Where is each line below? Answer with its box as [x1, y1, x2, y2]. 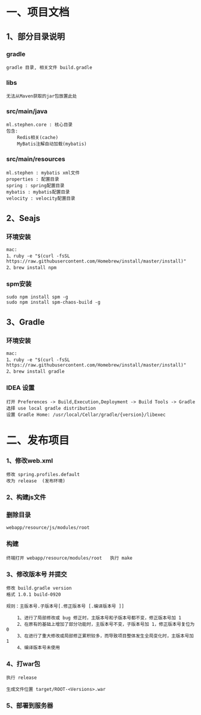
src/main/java [6, 107, 48, 116]
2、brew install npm [6, 265, 57, 271]
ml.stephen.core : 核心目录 [6, 122, 73, 128]
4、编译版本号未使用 [17, 645, 60, 651]
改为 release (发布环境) [6, 478, 66, 484]
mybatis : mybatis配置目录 [6, 189, 70, 195]
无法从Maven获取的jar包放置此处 [6, 93, 77, 99]
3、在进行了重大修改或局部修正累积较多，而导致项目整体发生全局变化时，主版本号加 [17, 633, 194, 639]
